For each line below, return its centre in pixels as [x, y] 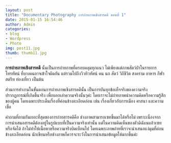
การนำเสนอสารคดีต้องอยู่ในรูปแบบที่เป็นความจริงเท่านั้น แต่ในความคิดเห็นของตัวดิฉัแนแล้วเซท [83, 122]
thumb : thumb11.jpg [26, 53]
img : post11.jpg [22, 48]
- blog [12, 34]
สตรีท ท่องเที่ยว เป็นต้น [25, 79]
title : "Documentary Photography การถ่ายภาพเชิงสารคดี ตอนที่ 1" [66, 15]
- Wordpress [18, 39]
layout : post [19, 10]
